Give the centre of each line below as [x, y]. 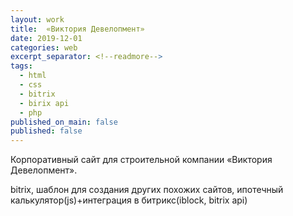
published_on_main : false [64, 122]
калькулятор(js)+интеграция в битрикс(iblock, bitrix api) [129, 200]
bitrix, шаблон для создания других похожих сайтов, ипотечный [147, 190]
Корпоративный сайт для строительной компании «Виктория [141, 160]
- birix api [44, 103]
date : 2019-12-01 [46, 38]
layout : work [37, 19]
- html [33, 76]
